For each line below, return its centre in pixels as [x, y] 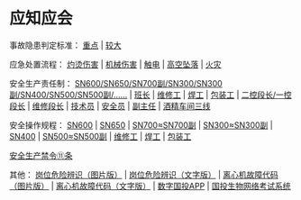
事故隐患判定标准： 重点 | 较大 [65, 45]
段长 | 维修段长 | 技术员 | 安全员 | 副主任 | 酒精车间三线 [110, 105]
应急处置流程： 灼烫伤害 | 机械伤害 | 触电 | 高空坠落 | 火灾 [116, 64]
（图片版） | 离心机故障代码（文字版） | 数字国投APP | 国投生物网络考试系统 [150, 186]
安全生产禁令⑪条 [41, 155]
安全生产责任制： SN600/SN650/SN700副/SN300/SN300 [116, 83]
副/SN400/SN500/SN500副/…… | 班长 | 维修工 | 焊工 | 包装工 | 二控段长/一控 [150, 95]
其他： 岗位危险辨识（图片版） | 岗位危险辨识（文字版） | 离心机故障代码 [144, 174]
